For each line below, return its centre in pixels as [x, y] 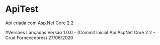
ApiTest [22, 9]
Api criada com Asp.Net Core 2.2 [39, 23]
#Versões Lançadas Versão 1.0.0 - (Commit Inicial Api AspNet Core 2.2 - [80, 32]
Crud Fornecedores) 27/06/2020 [39, 38]
